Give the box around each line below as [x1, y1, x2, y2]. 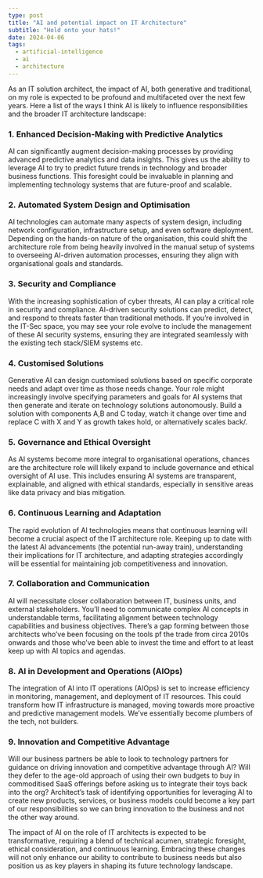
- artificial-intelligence [15, 48, 103, 56]
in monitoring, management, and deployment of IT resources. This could [8, 692, 241, 701]
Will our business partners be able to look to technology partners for [8, 754, 229, 763]
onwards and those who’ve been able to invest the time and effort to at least [8, 637, 254, 647]
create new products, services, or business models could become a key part [8, 796, 255, 805]
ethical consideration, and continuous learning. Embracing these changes [8, 844, 246, 854]
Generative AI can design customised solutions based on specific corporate [8, 375, 253, 384]
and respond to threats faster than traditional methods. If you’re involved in [8, 313, 250, 322]
